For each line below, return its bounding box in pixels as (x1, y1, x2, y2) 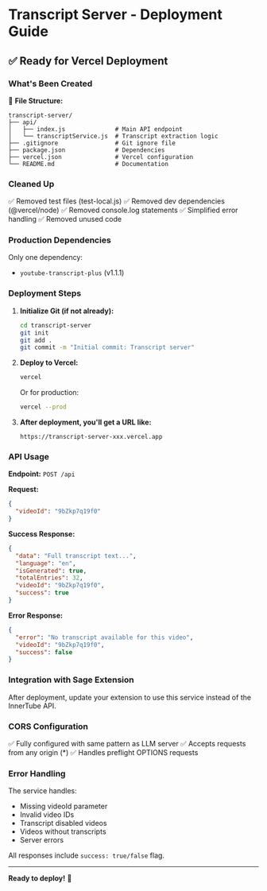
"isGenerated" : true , (15, 567, 87, 575)
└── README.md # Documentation (8, 160, 169, 168)
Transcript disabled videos (19, 819, 107, 828)
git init (19, 328, 49, 337)
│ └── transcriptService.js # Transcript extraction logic (8, 132, 219, 140)
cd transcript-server (19, 321, 91, 329)
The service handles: (8, 786, 77, 796)
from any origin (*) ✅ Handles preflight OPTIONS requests (8, 747, 199, 757)
